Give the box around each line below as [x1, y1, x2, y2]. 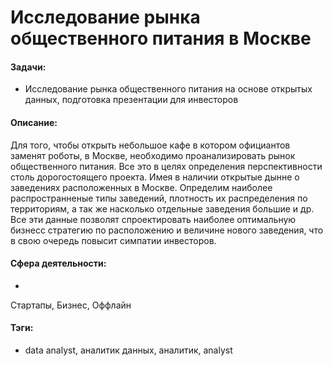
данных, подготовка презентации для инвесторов [24, 94, 239, 106]
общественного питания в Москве [10, 27, 312, 50]
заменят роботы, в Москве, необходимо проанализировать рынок [10, 149, 296, 161]
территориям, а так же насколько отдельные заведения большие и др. [10, 202, 315, 215]
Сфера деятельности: [10, 257, 107, 270]
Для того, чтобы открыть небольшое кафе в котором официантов [10, 139, 291, 151]
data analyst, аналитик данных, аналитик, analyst [24, 344, 233, 356]
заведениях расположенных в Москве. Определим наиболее [10, 181, 273, 193]
